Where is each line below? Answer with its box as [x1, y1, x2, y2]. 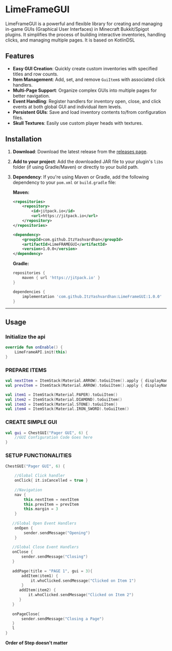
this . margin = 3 [24, 506, 58, 511]
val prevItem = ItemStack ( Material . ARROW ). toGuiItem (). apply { [5, 383, 143, 388]
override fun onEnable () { [5, 345, 63, 350]
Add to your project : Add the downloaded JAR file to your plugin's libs [12, 158, 163, 165]
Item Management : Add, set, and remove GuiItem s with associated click [12, 76, 165, 83]
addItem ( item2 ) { [18, 587, 56, 593]
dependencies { [12, 289, 46, 294]
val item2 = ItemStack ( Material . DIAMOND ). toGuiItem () [5, 397, 123, 402]
